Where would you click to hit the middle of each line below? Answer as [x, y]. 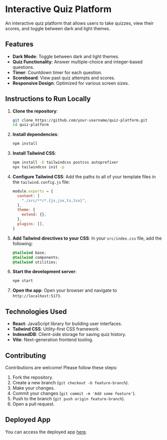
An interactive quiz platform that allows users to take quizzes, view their [79, 23]
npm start [23, 281]
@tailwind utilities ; [35, 262]
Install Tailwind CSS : [34, 153]
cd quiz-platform [31, 125]
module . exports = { [33, 191]
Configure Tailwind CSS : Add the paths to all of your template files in [84, 176]
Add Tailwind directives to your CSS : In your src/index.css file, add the [87, 238]
